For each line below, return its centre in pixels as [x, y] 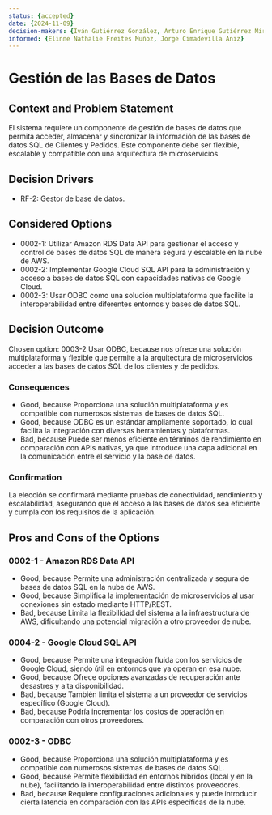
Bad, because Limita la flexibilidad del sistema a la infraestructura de [134, 612]
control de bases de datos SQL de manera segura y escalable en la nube [141, 252]
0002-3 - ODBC [40, 741]
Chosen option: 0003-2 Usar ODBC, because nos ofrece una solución [125, 348]
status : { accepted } [41, 16]
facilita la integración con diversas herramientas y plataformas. [125, 430]
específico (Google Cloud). [65, 703]
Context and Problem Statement [91, 108]
